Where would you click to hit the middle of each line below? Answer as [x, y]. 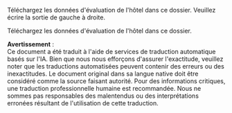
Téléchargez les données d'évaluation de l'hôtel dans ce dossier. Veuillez [111, 10]
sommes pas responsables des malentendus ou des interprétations [103, 96]
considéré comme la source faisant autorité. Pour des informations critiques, [116, 81]
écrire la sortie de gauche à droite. [56, 17]
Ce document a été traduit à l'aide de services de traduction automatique [111, 52]
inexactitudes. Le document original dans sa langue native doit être [103, 73]
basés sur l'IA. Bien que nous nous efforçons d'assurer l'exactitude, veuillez [115, 59]
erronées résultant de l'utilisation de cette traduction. [83, 103]
